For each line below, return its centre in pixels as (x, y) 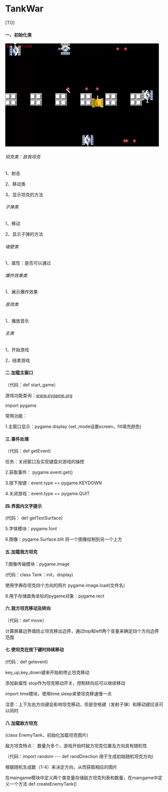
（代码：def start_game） (32, 385)
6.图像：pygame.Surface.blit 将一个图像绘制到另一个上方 (64, 539)
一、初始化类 (18, 35)
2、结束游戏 (18, 360)
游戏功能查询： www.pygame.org (39, 395)
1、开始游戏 (17, 349)
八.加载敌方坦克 (21, 723)
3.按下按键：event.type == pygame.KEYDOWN (54, 483)
